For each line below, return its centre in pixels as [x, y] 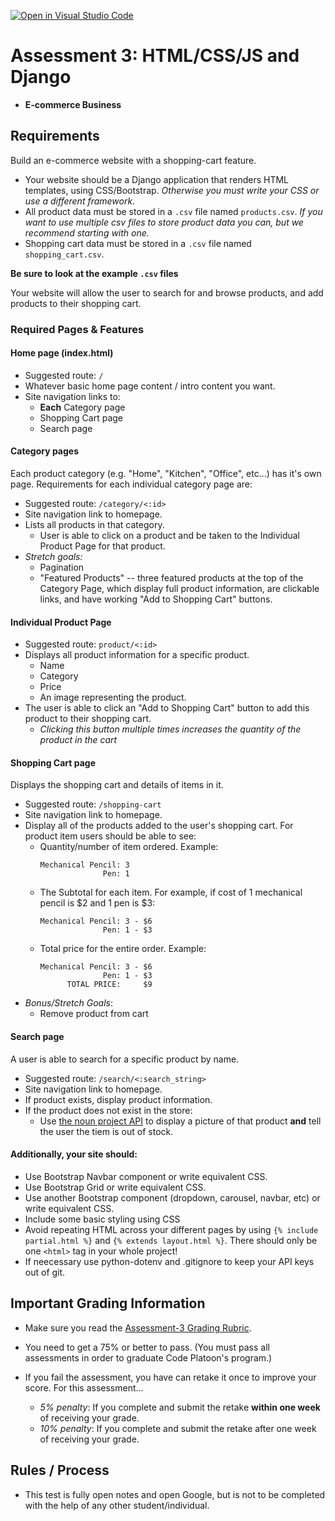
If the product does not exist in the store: [108, 1110]
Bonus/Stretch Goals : [68, 1003]
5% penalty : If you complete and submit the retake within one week [180, 1407]
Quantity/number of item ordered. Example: [129, 847]
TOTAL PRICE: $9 [109, 985]
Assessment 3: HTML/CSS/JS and [155, 56]
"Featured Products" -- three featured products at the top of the [171, 578]
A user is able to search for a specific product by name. [125, 1059]
